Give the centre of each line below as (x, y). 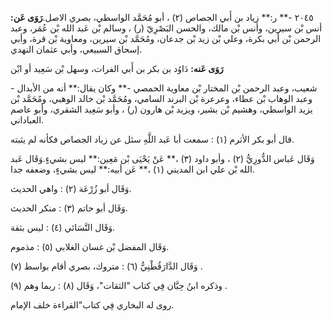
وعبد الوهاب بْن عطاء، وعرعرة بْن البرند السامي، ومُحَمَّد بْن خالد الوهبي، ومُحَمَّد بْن (161, 98)
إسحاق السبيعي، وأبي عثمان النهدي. (76, 49)
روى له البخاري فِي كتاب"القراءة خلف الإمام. (92, 305)
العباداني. (27, 120)
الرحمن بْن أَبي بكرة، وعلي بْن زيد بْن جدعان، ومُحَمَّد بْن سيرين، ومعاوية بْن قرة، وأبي (166, 38)
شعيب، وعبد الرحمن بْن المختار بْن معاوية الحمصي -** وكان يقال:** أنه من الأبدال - (164, 88)
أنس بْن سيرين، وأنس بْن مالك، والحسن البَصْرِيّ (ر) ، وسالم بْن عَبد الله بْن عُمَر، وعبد (166, 28)
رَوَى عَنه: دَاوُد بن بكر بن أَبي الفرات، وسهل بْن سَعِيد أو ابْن (117, 68)
